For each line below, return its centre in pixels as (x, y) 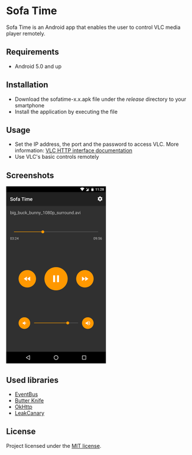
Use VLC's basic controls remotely (57, 157)
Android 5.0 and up (38, 66)
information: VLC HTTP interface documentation (74, 150)
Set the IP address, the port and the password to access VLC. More (97, 144)
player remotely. (26, 33)
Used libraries (32, 380)
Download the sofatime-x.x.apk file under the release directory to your (100, 99)
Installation (27, 85)
